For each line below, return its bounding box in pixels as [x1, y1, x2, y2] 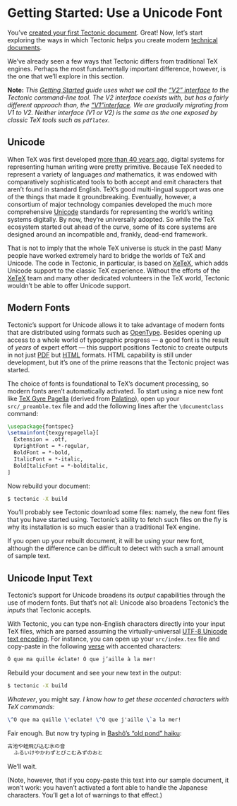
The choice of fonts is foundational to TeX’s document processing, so [7, 379, 209, 388]
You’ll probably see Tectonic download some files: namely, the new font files [7, 508, 230, 516]
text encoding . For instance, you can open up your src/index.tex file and [7, 634, 220, 644]
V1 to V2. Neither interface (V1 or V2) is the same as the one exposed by [7, 108, 218, 117]
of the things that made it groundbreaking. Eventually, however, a [7, 192, 197, 201]
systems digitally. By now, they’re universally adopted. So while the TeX [7, 215, 215, 223]
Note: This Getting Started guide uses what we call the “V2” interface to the [7, 85, 229, 94]
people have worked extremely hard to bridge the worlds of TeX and [7, 251, 206, 259]
